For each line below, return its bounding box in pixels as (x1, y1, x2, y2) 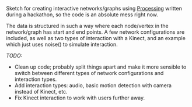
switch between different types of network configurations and (14, 70, 164, 76)
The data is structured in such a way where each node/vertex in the (6, 23, 169, 29)
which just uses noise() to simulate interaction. (6, 41, 118, 48)
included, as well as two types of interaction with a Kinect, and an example (6, 35, 186, 41)
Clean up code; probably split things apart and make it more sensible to (14, 63, 187, 70)
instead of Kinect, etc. (14, 88, 68, 95)
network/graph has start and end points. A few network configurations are (6, 28, 185, 35)
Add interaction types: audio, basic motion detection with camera (14, 82, 172, 89)
